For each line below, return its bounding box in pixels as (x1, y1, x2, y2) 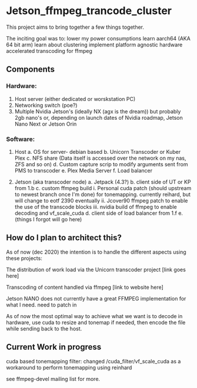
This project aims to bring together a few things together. (6, 23, 145, 31)
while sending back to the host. (6, 325, 82, 332)
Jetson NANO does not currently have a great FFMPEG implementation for (6, 295, 186, 302)
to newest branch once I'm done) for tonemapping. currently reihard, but (14, 191, 191, 198)
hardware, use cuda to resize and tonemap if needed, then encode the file (6, 319, 186, 326)
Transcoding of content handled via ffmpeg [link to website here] (6, 284, 163, 291)
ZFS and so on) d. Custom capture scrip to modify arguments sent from (14, 160, 188, 168)
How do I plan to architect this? (6, 233, 122, 243)
